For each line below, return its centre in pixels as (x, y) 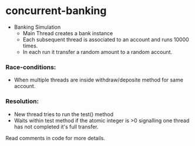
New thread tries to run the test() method (64, 114)
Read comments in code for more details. (55, 138)
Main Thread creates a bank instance (68, 33)
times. (30, 46)
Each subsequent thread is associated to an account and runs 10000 (106, 39)
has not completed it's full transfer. (56, 127)
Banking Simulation (37, 27)
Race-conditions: (31, 67)
